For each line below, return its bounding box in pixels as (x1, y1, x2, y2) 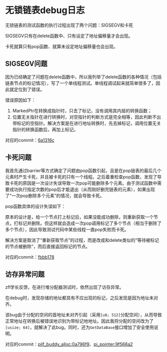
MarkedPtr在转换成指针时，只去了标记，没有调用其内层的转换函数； (12, 107, 152, 113)
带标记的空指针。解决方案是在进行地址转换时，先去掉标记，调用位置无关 (12, 120, 161, 126)
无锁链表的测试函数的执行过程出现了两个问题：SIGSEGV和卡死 (5, 22, 134, 28)
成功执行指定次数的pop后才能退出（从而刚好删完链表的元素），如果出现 (9, 186, 156, 192)
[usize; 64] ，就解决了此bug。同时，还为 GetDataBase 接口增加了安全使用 (5, 324, 154, 330)
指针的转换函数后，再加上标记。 (12, 126, 78, 132)
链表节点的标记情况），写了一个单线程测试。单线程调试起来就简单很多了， (5, 80, 156, 86)
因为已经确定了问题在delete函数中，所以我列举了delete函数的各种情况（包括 (5, 74, 162, 80)
